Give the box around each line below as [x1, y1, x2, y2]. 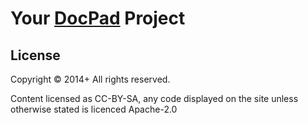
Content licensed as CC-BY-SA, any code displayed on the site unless [10, 93, 299, 104]
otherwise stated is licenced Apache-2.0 [10, 103, 178, 115]
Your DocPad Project [10, 7, 186, 30]
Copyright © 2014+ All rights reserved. [10, 73, 171, 85]
